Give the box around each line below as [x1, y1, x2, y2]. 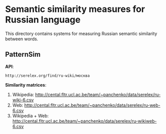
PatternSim [5, 50, 41, 59]
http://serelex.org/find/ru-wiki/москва [5, 73, 90, 78]
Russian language [5, 14, 81, 25]
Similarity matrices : [5, 82, 47, 88]
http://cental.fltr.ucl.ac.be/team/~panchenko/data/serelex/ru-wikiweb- [12, 118, 157, 124]
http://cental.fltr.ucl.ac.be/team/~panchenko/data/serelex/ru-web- [24, 102, 161, 108]
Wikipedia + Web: [12, 113, 49, 119]
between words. [5, 36, 38, 42]
